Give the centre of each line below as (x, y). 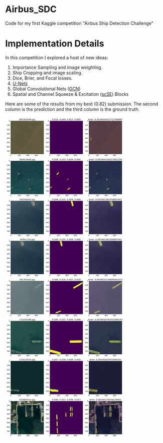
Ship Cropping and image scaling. (47, 73)
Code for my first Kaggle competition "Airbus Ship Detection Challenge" (79, 23)
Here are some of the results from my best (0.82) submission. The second (82, 104)
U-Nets (20, 83)
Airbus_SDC (31, 9)
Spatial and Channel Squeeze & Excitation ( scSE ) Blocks (70, 94)
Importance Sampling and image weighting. (57, 67)
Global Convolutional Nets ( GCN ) (47, 89)
